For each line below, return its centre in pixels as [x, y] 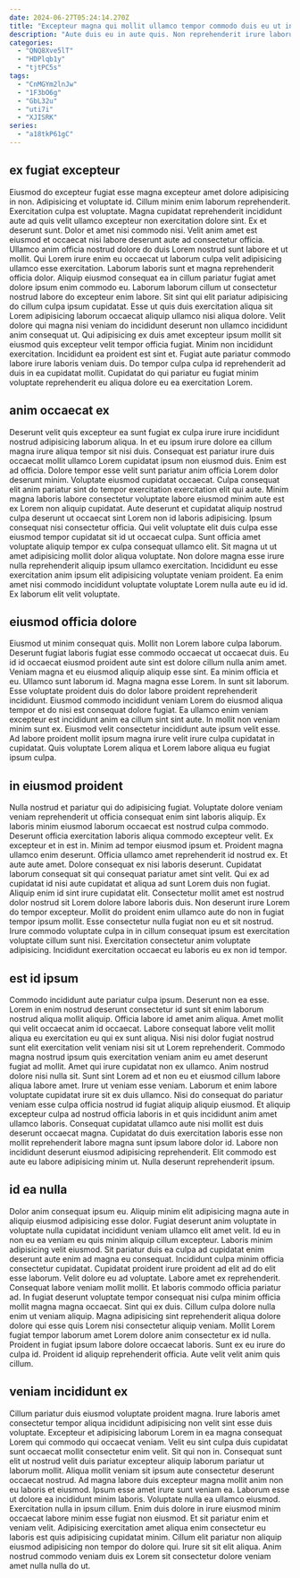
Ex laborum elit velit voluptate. [65, 594]
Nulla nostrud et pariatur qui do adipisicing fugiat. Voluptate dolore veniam [146, 808]
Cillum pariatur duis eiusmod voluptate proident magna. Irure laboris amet [145, 1413]
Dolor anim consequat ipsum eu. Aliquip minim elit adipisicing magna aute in [149, 1211]
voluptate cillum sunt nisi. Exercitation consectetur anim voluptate [130, 940]
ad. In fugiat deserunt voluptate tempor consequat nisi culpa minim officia [145, 1297]
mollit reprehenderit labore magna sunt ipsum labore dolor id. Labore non [144, 1142]
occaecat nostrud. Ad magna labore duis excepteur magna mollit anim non [146, 1479]
